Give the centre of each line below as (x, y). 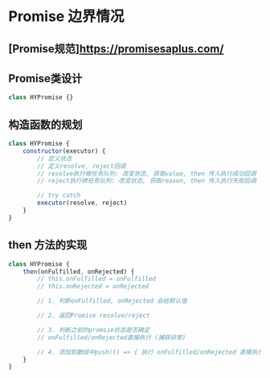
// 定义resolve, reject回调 (82, 166)
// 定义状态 (55, 158)
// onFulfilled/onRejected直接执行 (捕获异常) (112, 337)
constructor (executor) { (64, 151)
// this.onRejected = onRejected (93, 286)
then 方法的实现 (48, 245)
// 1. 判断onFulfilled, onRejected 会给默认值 (112, 301)
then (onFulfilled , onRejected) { (79, 271)
